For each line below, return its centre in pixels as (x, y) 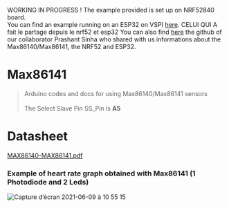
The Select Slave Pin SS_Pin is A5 (72, 108)
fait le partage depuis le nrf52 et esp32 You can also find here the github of (115, 32)
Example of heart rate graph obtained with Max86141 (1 (101, 173)
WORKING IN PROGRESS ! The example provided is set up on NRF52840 (111, 10)
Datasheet (37, 136)
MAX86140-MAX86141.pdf (45, 155)
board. (17, 17)
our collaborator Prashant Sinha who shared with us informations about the (114, 39)
